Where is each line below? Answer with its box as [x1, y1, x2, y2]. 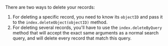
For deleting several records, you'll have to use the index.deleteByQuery [12, 24, 162, 30]
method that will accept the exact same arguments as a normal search [12, 30, 159, 35]
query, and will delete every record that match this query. [12, 35, 132, 41]
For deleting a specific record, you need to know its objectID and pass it [12, 14, 163, 19]
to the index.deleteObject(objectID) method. [12, 19, 108, 25]
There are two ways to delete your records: [5, 4, 95, 10]
